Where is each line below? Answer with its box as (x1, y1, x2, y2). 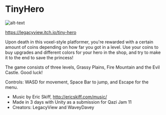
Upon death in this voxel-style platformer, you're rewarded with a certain (5, 38, 154, 45)
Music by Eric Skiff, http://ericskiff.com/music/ (12, 94, 108, 100)
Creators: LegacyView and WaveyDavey (12, 104, 95, 110)
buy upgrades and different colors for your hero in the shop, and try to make (5, 49, 161, 55)
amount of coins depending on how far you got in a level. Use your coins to (5, 44, 159, 50)
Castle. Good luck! (5, 69, 43, 75)
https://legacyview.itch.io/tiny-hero (5, 29, 77, 35)
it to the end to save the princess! (5, 54, 73, 60)
